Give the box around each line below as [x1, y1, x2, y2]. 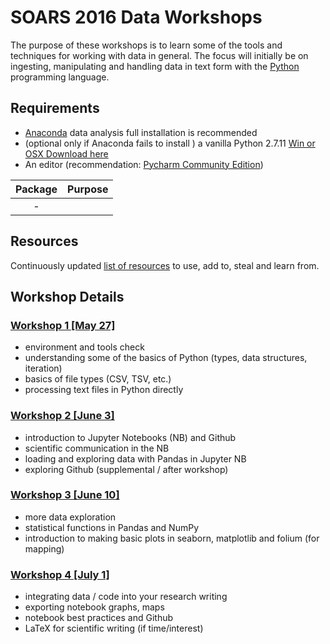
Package [15, 182, 58, 196]
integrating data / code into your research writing [24, 591, 228, 603]
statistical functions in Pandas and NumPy [24, 521, 200, 533]
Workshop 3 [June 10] [10, 488, 120, 502]
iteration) [24, 362, 63, 375]
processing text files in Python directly [24, 384, 184, 396]
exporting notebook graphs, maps [24, 601, 165, 613]
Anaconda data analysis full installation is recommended [24, 126, 258, 138]
